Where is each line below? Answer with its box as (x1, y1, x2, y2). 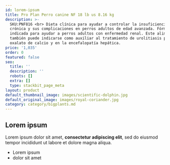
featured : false (5, 54, 39, 60)
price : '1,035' (5, 45, 37, 50)
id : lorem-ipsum (5, 7, 39, 13)
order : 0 (5, 50, 24, 55)
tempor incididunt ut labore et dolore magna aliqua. (5, 139, 112, 145)
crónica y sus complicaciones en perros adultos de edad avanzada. (10, 26, 155, 31)
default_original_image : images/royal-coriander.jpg (5, 97, 119, 102)
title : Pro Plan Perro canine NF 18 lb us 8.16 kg (5, 12, 114, 17)
